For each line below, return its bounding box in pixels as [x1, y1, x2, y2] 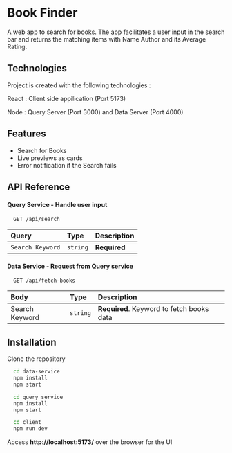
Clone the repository [7, 355, 66, 363]
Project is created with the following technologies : [7, 81, 151, 89]
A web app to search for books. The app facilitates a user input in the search [7, 28, 225, 36]
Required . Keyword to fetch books [97, 304, 209, 314]
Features [7, 128, 46, 140]
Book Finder [7, 5, 78, 21]
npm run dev [13, 425, 48, 432]
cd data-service [13, 368, 60, 375]
